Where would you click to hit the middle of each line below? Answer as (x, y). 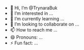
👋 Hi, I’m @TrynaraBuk (34, 8)
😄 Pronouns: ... (26, 37)
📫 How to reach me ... (34, 30)
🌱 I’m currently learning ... (37, 19)
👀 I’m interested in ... (32, 13)
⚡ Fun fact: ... (24, 43)
